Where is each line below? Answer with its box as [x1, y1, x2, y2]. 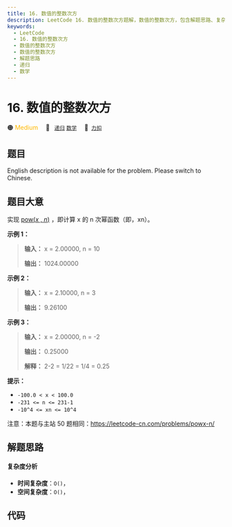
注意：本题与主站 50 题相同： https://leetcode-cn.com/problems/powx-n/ [7, 419, 215, 428]
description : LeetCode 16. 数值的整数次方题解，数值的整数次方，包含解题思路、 [7, 17, 216, 23]
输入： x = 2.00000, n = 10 [23, 245, 100, 253]
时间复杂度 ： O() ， [17, 479, 70, 487]
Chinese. [7, 174, 32, 182]
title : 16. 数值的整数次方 [7, 10, 77, 17]
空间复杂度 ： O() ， [17, 488, 70, 496]
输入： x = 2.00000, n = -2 [23, 333, 100, 341]
